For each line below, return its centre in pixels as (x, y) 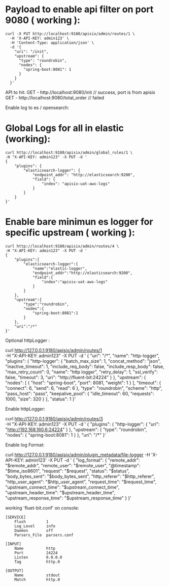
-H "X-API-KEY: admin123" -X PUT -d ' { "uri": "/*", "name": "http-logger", (82, 356)
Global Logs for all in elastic (65, 128)
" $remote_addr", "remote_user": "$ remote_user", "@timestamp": (73, 465)
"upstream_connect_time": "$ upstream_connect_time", (62, 487)
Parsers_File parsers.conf (44, 535)
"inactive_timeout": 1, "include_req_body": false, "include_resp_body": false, (85, 366)
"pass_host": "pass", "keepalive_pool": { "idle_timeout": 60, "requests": (80, 393)
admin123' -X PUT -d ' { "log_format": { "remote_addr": (83, 460)
